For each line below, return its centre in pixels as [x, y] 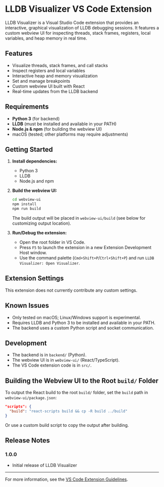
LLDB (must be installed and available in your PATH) [64, 124]
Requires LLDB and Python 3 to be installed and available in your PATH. [84, 323]
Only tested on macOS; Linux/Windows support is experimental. [76, 317]
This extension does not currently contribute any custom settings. [71, 290]
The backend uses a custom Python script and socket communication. [83, 328]
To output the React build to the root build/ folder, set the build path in [76, 393]
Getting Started [29, 150]
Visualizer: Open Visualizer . [50, 263]
